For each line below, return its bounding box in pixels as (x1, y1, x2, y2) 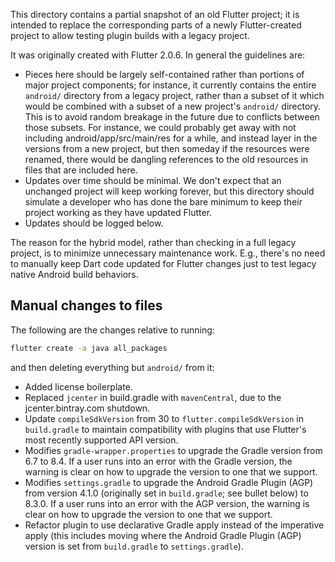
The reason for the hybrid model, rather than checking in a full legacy (10, 237, 297, 248)
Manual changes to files (10, 297, 163, 314)
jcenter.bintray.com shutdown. (24, 402, 151, 414)
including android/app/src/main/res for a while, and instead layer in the (24, 132, 318, 144)
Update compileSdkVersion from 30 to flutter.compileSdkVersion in (24, 412, 305, 424)
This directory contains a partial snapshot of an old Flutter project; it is (10, 9, 300, 20)
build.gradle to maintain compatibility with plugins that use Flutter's (24, 423, 307, 435)
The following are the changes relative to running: (10, 324, 215, 336)
